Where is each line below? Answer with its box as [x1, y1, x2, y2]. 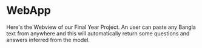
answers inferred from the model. [6, 36, 90, 43]
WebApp [6, 4, 52, 17]
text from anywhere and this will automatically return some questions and [6, 29, 190, 37]
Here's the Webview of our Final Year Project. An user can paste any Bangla [6, 23, 196, 31]
